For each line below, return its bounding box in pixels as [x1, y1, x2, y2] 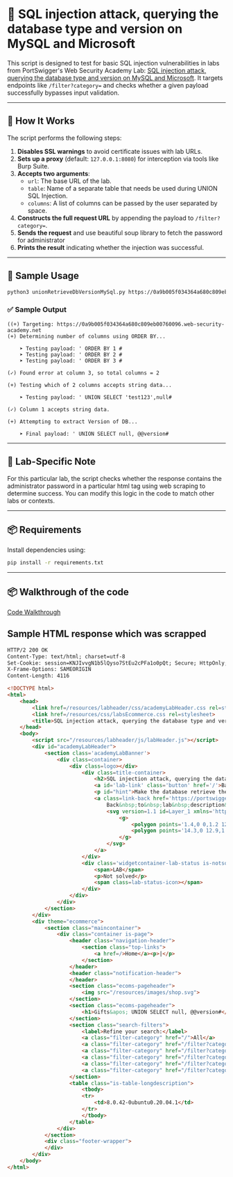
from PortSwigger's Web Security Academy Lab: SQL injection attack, [7, 66, 207, 74]
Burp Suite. [17, 161, 50, 170]
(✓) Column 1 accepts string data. [7, 406, 110, 413]
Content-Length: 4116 [7, 672, 70, 679]
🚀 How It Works [7, 115, 75, 127]
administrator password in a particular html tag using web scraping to [7, 482, 206, 490]
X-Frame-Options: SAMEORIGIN [7, 666, 92, 673]
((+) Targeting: [7, 320, 54, 328]
